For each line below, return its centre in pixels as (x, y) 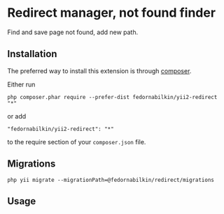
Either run (21, 84)
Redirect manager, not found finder (111, 13)
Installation (32, 54)
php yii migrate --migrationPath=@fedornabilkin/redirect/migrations (111, 180)
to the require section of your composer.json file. (77, 142)
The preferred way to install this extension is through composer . (99, 70)
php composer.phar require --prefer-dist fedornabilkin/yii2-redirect (112, 97)
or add (17, 116)
